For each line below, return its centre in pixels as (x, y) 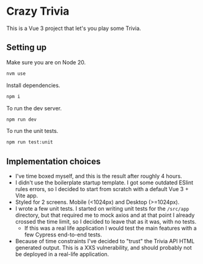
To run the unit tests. (32, 131)
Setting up (27, 47)
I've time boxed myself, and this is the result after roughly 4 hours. (98, 176)
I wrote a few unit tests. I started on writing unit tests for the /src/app (102, 209)
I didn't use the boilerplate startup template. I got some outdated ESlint (104, 183)
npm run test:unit (30, 142)
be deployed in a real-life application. (62, 254)
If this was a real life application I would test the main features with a (110, 228)
